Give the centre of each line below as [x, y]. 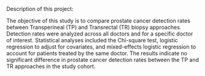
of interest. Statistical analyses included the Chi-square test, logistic [92, 40]
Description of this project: [40, 9]
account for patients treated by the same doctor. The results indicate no [97, 53]
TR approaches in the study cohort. [51, 66]
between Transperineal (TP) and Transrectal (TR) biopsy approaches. [94, 27]
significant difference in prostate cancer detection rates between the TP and [102, 60]
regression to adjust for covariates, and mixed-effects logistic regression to [101, 47]
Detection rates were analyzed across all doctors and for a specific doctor [100, 34]
